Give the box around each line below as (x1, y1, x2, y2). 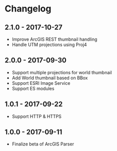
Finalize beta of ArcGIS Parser (11, 141, 74, 147)
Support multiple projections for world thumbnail (11, 69, 112, 75)
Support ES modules (11, 85, 54, 91)
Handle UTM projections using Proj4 (11, 42, 87, 48)
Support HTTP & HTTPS (11, 113, 62, 119)
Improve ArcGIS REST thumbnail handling (11, 36, 97, 42)
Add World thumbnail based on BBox (11, 75, 88, 81)
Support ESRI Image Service (11, 80, 70, 86)
